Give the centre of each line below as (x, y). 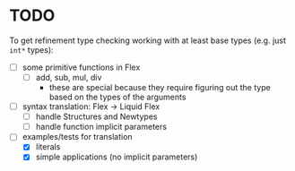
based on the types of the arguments (117, 97)
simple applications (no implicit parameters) (117, 157)
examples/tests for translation (77, 137)
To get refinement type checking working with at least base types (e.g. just (148, 40)
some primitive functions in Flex (81, 67)
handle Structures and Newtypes (96, 116)
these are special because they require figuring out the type (160, 88)
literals (48, 147)
